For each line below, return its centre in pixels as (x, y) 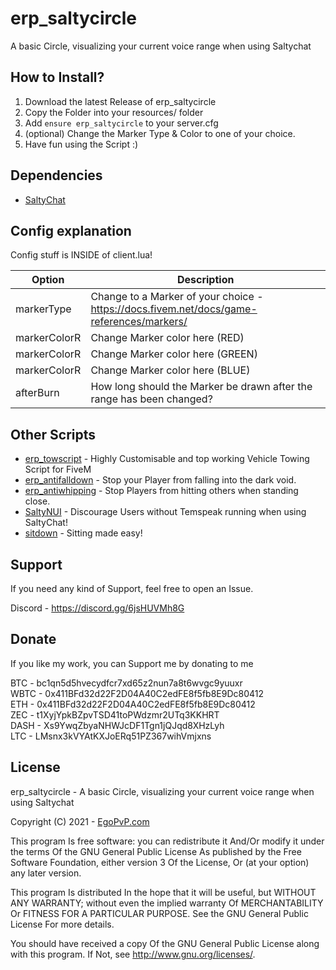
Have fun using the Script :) (81, 144)
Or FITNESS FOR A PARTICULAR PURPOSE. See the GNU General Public (159, 913)
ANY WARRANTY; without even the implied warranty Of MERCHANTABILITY (167, 903)
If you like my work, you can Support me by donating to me (132, 663)
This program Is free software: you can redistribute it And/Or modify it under (167, 841)
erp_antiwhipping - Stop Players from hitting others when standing (161, 491)
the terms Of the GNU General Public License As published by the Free (156, 851)
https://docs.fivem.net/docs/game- (174, 309)
